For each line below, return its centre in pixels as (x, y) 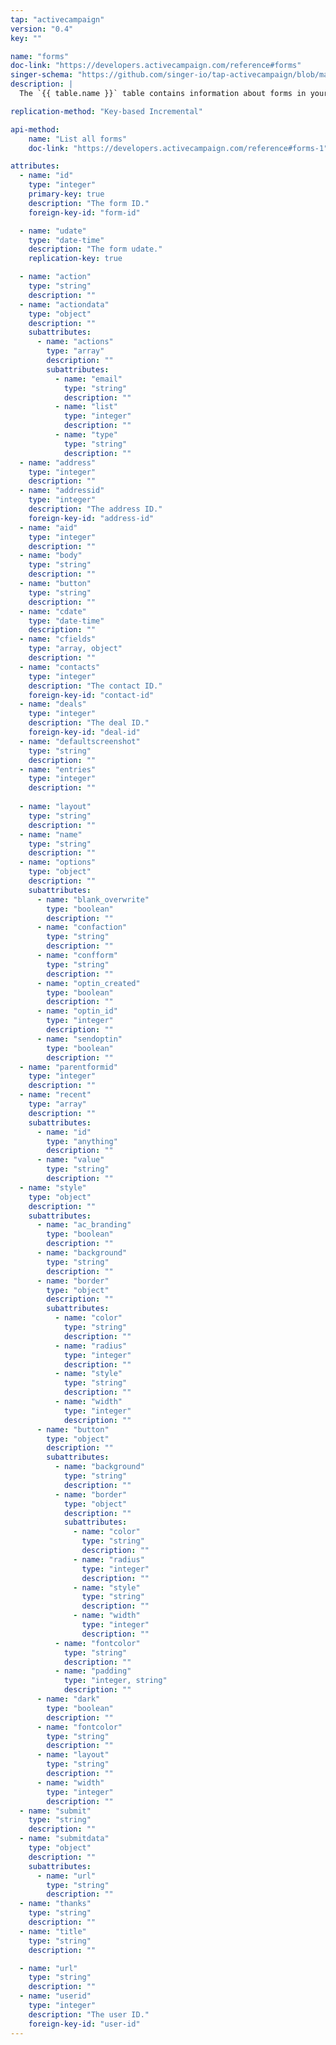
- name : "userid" (55, 1996)
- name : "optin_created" (88, 983)
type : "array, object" (75, 649)
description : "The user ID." (89, 2014)
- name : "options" (58, 862)
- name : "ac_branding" (84, 1225)
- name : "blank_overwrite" (93, 899)
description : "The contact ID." (95, 686)
